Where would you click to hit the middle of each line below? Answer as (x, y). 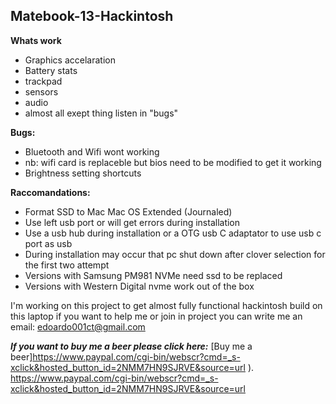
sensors (41, 91)
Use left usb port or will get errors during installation (132, 222)
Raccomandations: (50, 192)
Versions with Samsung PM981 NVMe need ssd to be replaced (153, 275)
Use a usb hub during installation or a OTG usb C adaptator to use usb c (173, 233)
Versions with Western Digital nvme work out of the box (139, 286)
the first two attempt (67, 265)
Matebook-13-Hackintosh (92, 16)
